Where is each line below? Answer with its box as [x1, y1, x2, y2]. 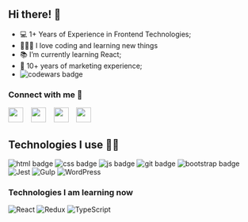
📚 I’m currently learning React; [19, 49, 122, 59]
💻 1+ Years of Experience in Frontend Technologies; [19, 29, 192, 39]
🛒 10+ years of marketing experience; [19, 61, 143, 70]
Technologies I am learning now [8, 186, 133, 198]
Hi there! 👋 [8, 8, 62, 21]
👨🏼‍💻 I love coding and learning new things [19, 40, 158, 50]
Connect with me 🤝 [8, 88, 83, 100]
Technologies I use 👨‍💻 [8, 137, 120, 151]
